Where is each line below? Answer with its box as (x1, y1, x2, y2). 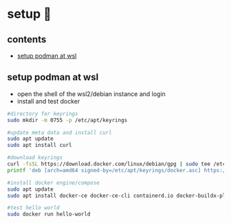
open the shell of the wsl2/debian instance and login (16, 89, 166, 98)
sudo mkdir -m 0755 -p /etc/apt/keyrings (7, 117, 128, 124)
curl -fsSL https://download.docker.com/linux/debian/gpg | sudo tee (7, 161, 211, 167)
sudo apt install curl (7, 142, 72, 149)
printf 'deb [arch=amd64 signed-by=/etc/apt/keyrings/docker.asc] (7, 167, 201, 174)
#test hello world (7, 204, 60, 211)
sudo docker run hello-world (7, 211, 91, 218)
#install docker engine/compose (7, 179, 100, 186)
